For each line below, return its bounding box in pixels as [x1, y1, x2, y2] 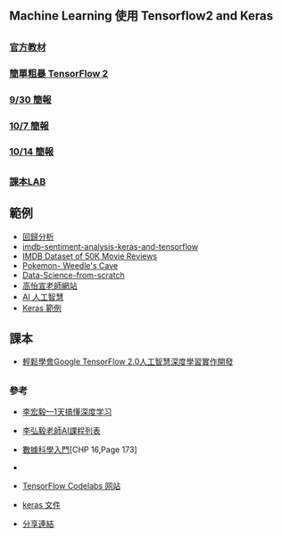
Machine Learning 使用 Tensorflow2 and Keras [9, 8, 274, 24]
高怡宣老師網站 [21, 280, 78, 291]
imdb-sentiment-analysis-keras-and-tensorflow [21, 241, 199, 252]
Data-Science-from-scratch [21, 269, 125, 280]
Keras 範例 [21, 302, 62, 313]
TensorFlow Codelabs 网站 [21, 481, 121, 492]
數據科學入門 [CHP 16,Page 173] [21, 444, 137, 455]
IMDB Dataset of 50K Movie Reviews [21, 251, 158, 261]
